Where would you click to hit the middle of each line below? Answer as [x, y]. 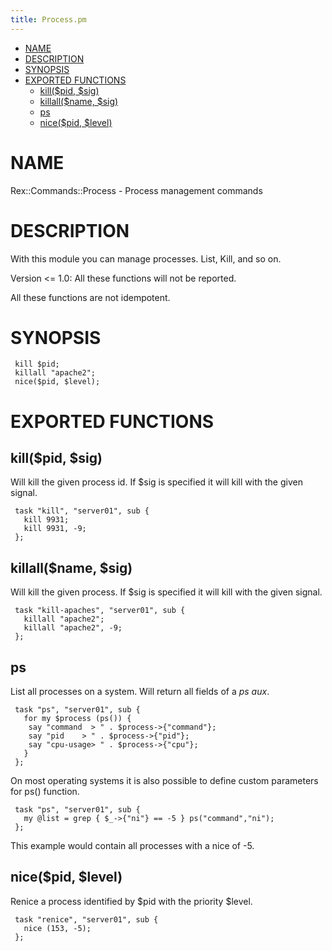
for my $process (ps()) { [77, 719]
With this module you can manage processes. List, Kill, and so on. [146, 258]
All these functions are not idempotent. [90, 297]
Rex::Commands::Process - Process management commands [136, 190]
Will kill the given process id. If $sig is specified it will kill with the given [156, 482]
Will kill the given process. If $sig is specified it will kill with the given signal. [166, 592]
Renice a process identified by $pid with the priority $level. [131, 901]
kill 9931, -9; [55, 529]
